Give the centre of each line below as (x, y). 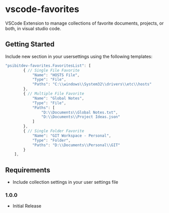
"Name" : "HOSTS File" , (56, 75)
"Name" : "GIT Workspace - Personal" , (72, 136)
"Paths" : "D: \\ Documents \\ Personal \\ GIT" (76, 145)
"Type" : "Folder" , (51, 140)
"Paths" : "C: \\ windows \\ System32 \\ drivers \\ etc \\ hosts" (92, 84)
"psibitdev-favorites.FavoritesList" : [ (48, 66)
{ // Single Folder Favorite (54, 131)
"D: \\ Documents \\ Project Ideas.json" (81, 117)
